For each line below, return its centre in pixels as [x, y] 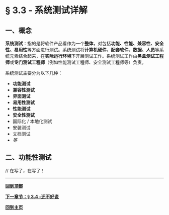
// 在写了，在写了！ [25, 170]
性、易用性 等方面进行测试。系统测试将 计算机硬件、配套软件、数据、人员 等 [82, 50]
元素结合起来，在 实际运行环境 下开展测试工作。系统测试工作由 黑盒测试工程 [87, 56]
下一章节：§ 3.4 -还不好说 [32, 196]
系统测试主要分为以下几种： [34, 73]
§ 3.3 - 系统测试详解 [47, 10]
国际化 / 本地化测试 [32, 121]
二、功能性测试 [28, 157]
